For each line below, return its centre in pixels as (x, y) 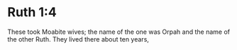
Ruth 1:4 (32, 12)
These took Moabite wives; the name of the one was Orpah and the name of (119, 32)
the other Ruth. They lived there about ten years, (78, 39)
